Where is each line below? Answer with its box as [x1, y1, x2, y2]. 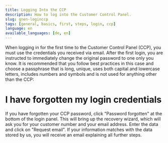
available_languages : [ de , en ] [5, 31, 71, 36]
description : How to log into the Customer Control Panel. [5, 12, 132, 17]
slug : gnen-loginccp [5, 17, 49, 22]
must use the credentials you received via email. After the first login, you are [5, 50, 163, 56]
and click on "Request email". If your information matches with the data [5, 126, 152, 132]
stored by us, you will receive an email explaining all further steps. [5, 131, 142, 138]
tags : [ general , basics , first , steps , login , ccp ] [5, 21, 116, 27]
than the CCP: [5, 76, 34, 82]
